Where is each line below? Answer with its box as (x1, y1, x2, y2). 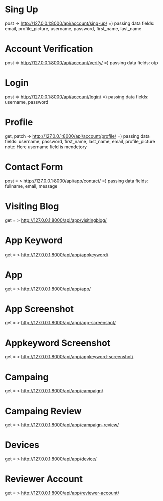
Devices (5, 439, 40, 451)
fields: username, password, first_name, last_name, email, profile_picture (5, 138, 156, 144)
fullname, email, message (5, 183, 58, 189)
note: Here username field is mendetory (5, 144, 87, 150)
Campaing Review (5, 405, 82, 417)
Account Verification (5, 43, 93, 55)
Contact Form (5, 161, 63, 172)
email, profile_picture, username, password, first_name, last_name (5, 25, 142, 31)
